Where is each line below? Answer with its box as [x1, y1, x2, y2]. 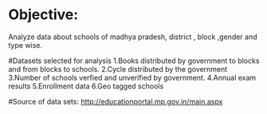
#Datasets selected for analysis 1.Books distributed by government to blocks [8, 56, 260, 65]
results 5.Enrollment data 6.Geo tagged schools [8, 81, 164, 91]
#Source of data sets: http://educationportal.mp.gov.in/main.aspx [8, 96, 223, 106]
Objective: [8, 6, 79, 24]
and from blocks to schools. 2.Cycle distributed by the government [8, 64, 228, 73]
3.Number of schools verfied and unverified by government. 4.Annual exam [8, 73, 257, 82]
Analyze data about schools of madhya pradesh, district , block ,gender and [8, 32, 257, 41]
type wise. [8, 40, 42, 49]
